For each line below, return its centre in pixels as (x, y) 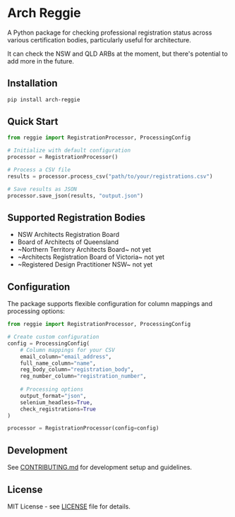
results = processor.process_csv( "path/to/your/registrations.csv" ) (110, 176)
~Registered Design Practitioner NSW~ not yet (85, 264)
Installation (32, 84)
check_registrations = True (58, 409)
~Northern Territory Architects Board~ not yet (84, 250)
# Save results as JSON (42, 189)
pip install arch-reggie (44, 99)
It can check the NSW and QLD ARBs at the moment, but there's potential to (117, 54)
